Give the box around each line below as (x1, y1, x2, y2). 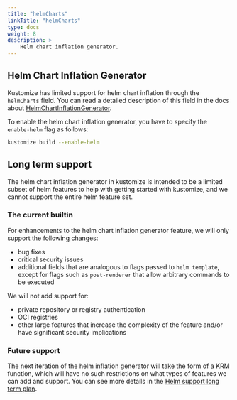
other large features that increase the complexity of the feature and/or (17, 320, 224, 329)
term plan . (7, 384, 38, 393)
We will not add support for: (7, 291, 89, 300)
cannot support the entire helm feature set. (7, 193, 133, 201)
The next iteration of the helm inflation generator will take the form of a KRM (7, 362, 230, 370)
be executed (17, 278, 55, 286)
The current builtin (7, 210, 73, 220)
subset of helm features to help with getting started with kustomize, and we (7, 185, 228, 193)
